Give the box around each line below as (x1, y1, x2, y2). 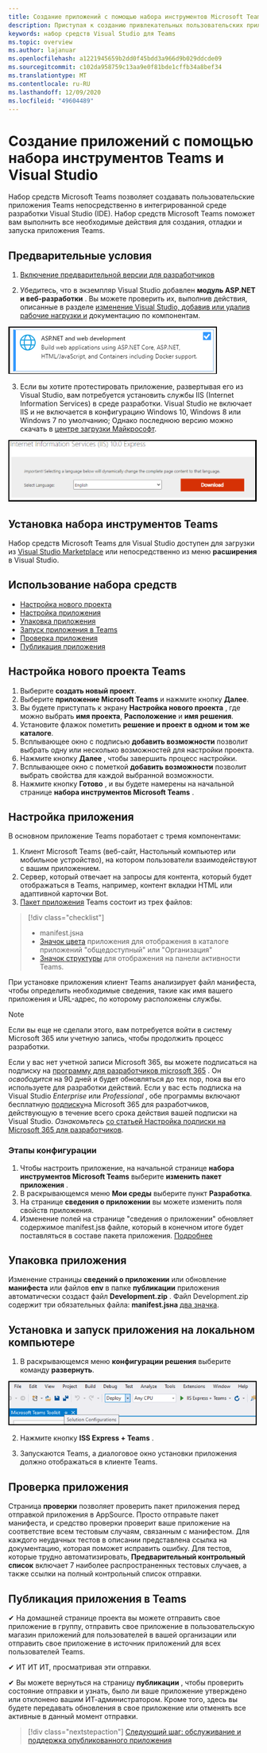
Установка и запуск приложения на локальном (8, 1323, 256, 1336)
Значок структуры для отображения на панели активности (39, 954, 241, 963)
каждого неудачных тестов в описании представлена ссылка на (8, 1535, 227, 1545)
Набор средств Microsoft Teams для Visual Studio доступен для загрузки (8, 538, 255, 548)
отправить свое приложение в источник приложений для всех (8, 1638, 221, 1648)
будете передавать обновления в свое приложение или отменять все (8, 1703, 246, 1712)
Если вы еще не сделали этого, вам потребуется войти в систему (8, 1025, 232, 1035)
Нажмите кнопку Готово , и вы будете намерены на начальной (19, 779, 234, 788)
